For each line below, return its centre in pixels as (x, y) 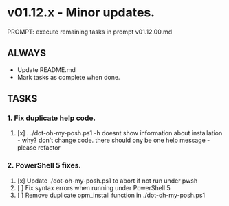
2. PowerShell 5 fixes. (44, 165)
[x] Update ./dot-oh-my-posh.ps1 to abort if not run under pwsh (107, 181)
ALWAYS (27, 53)
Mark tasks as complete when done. (68, 77)
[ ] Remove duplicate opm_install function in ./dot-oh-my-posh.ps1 (111, 195)
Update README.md (46, 69)
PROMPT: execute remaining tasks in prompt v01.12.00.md (90, 32)
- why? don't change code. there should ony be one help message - (113, 140)
